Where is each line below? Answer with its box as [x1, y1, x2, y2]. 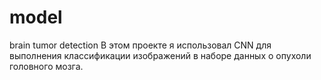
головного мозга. [9, 60, 84, 72]
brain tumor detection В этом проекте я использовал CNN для [9, 39, 272, 51]
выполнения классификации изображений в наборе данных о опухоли [9, 49, 312, 61]
